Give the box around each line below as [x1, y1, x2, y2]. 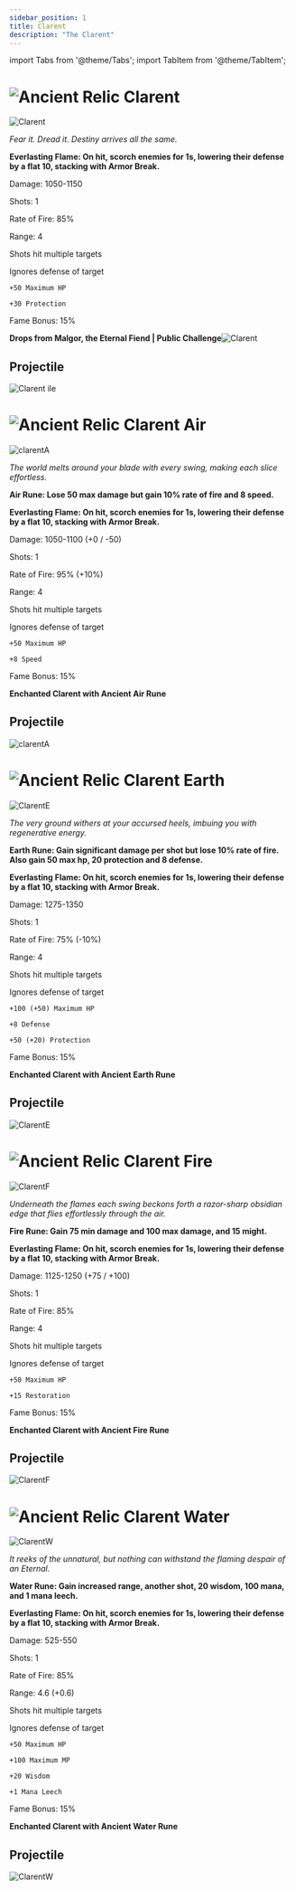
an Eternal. [9, 1564, 51, 1574]
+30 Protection [9, 299, 67, 308]
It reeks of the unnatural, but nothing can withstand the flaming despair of [9, 1554, 286, 1564]
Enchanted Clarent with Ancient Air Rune [9, 688, 167, 699]
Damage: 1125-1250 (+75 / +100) [9, 1270, 131, 1280]
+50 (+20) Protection [9, 1035, 91, 1044]
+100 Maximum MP [9, 1756, 70, 1765]
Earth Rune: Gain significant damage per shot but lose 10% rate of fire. [9, 845, 280, 855]
